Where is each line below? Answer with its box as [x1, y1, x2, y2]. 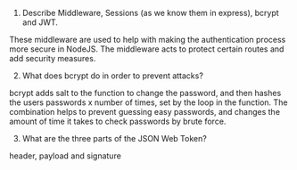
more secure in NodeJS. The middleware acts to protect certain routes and [9, 44, 285, 54]
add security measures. [9, 53, 96, 63]
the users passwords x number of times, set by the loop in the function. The [9, 97, 288, 108]
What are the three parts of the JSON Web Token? [21, 134, 207, 143]
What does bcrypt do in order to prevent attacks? [21, 70, 203, 81]
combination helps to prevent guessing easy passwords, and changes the [9, 107, 281, 117]
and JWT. [21, 17, 58, 28]
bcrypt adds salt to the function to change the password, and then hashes [9, 88, 282, 98]
